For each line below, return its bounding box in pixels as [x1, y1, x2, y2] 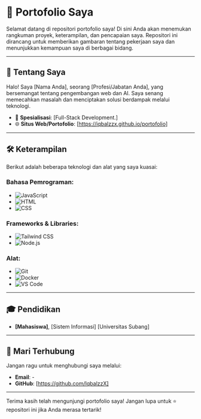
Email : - [14, 374, 35, 381]
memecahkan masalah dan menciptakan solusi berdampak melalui [6, 96, 170, 103]
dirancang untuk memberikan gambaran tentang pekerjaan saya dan [6, 38, 175, 45]
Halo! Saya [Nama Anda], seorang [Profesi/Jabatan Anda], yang [6, 83, 163, 90]
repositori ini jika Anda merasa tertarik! [6, 406, 102, 414]
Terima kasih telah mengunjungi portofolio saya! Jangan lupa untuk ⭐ [6, 397, 177, 405]
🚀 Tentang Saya [6, 67, 66, 77]
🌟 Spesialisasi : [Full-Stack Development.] [14, 114, 118, 121]
